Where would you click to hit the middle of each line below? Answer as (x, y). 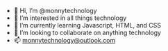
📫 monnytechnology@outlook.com (65, 40)
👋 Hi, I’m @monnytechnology (55, 11)
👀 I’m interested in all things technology (70, 18)
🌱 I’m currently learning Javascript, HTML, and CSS (87, 25)
